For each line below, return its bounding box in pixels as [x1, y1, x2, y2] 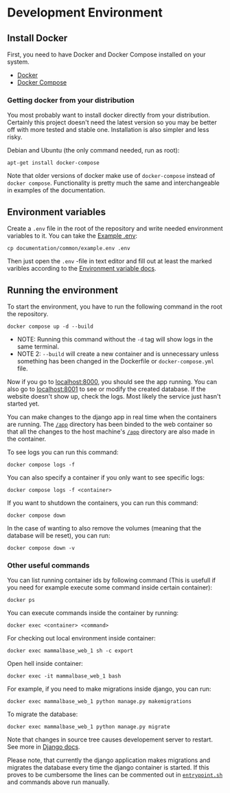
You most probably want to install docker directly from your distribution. [7, 111, 211, 120]
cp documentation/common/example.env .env [7, 245, 130, 252]
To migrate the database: [7, 710, 78, 719]
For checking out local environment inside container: [7, 634, 156, 643]
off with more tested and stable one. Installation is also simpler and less [7, 126, 209, 134]
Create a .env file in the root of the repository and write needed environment [7, 225, 223, 233]
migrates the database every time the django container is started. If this [7, 763, 209, 772]
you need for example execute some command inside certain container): [7, 583, 213, 592]
